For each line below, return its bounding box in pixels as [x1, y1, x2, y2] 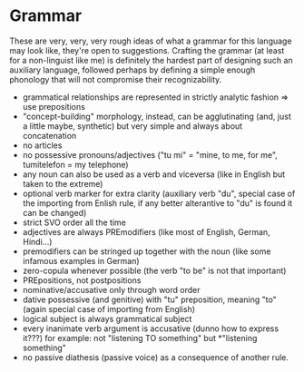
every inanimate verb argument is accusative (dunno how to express [22, 323, 279, 334]
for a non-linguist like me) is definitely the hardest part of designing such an [9, 54, 293, 65]
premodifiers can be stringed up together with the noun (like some [22, 246, 271, 257]
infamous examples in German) [22, 255, 140, 266]
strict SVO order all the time [22, 217, 127, 228]
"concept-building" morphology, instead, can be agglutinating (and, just [22, 111, 292, 122]
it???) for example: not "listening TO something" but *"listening [22, 332, 258, 343]
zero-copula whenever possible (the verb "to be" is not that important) [22, 265, 287, 276]
